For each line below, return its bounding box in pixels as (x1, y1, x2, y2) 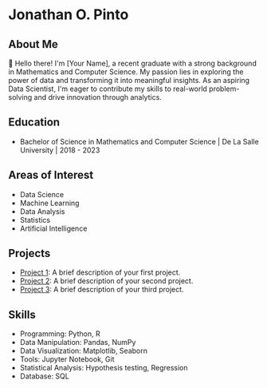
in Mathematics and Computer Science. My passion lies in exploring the (8, 67, 244, 77)
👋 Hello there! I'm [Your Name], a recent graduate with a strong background (8, 58, 257, 68)
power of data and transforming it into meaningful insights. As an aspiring (8, 76, 249, 85)
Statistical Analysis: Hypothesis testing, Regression (19, 363, 189, 373)
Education (8, 116, 61, 129)
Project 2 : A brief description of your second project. (19, 276, 194, 286)
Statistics (19, 215, 51, 224)
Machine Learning (19, 198, 80, 208)
